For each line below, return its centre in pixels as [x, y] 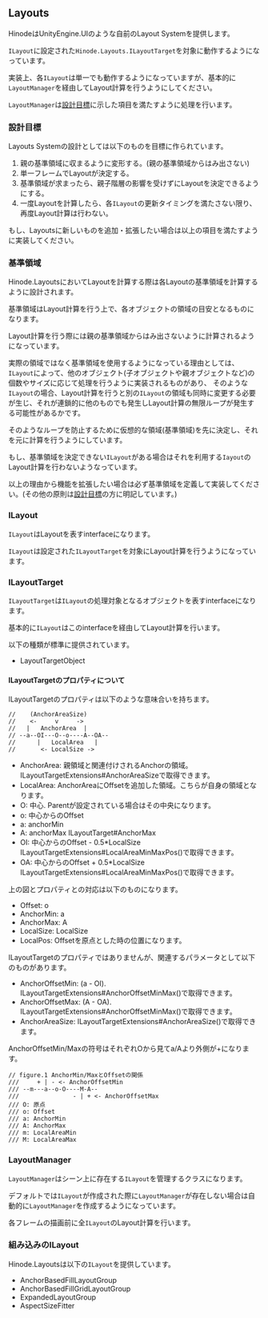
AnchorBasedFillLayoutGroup [68, 1280]
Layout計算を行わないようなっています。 [75, 467]
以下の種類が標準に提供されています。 [71, 645]
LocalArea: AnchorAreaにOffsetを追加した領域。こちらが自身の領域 [131, 786]
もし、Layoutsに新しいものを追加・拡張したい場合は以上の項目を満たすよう [133, 231]
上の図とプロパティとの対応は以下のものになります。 [95, 890]
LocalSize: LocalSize [54, 931]
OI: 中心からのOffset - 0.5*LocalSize [80, 842]
